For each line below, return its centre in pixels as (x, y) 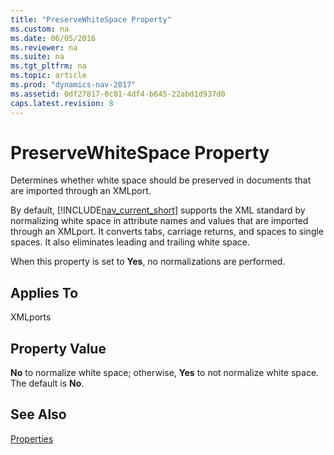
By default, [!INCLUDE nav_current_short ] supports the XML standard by (158, 210)
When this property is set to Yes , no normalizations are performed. (148, 262)
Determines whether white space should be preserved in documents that (161, 180)
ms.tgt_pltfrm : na (48, 66)
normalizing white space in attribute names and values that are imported (159, 221)
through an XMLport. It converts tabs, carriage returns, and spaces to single (167, 232)
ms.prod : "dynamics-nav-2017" (73, 85)
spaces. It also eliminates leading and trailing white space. (130, 242)
